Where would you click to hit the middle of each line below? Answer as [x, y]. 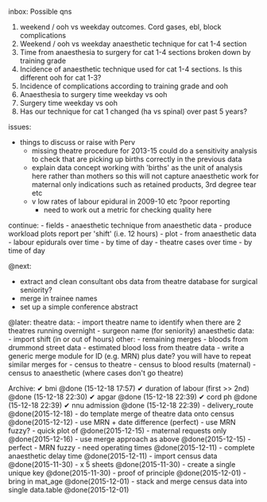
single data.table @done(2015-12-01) [69, 490]
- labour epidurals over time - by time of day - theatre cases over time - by [130, 242]
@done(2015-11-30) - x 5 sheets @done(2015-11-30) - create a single [122, 464]
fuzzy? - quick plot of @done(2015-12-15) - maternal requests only [118, 430]
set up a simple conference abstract [79, 307]
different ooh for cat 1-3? [60, 78]
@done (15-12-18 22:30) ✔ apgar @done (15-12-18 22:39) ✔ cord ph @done [133, 397]
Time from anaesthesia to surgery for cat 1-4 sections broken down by [135, 52]
